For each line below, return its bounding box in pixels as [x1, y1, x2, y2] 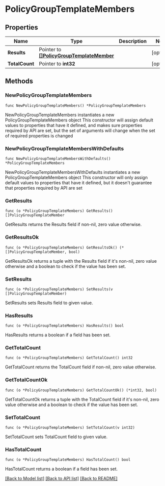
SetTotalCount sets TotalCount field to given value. [5, 434, 108, 440]
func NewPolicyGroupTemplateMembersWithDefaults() [5, 156, 111, 161]
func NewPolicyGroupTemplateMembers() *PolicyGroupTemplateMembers [5, 103, 146, 108]
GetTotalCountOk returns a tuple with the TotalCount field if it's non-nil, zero [5, 396, 160, 402]
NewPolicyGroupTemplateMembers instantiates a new [5, 112, 114, 118]
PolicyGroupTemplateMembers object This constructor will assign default [5, 117, 154, 123]
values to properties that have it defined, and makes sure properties [5, 122, 142, 128]
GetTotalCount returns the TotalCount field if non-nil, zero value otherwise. [5, 364, 156, 370]
